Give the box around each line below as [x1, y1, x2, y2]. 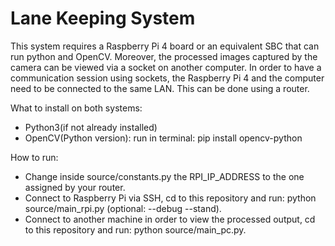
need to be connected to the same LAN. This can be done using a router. [10, 82, 310, 94]
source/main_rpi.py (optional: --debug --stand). [24, 202, 222, 214]
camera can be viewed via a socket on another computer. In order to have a [10, 61, 322, 73]
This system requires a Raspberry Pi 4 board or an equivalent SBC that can [10, 40, 320, 52]
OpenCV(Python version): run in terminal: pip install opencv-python [24, 132, 303, 144]
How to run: [10, 151, 59, 163]
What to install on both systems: [10, 102, 143, 114]
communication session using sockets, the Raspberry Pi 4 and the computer [10, 72, 325, 84]
